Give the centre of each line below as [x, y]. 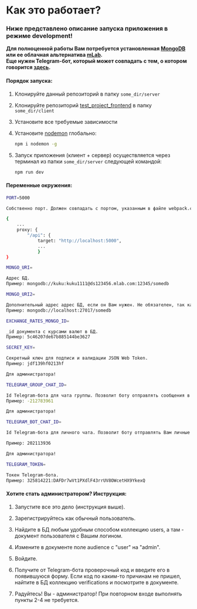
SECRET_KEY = [21, 348]
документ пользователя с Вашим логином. [69, 536]
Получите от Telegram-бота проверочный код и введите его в [92, 570]
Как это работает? [54, 10]
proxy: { [27, 230]
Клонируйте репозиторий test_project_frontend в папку [83, 105]
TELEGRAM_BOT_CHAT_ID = [34, 422]
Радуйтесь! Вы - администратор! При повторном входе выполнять [98, 594]
